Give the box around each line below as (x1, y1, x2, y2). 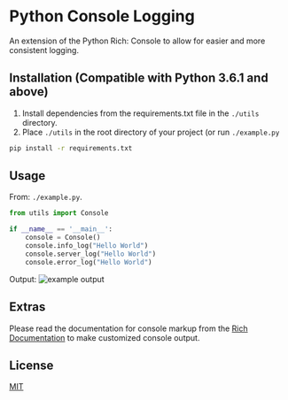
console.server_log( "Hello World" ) (25, 250, 157, 258)
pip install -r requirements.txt (9, 143, 133, 152)
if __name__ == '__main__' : (9, 225, 113, 234)
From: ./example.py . (9, 192, 82, 203)
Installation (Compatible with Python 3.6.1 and (9, 71, 269, 86)
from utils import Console (9, 209, 109, 218)
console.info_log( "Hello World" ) (25, 242, 149, 250)
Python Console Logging (9, 6, 195, 27)
